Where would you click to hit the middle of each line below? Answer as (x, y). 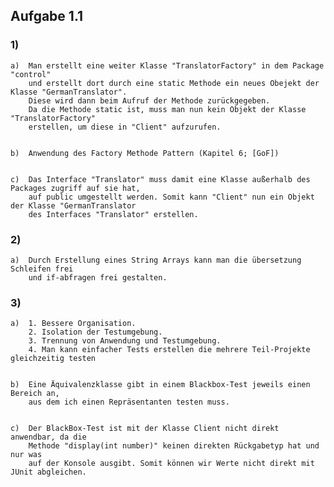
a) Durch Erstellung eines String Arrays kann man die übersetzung (156, 260)
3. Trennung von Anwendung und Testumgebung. (125, 341)
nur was (26, 455)
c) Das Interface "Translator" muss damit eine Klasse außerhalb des (160, 179)
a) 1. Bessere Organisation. (73, 324)
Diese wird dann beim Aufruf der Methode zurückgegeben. (149, 100)
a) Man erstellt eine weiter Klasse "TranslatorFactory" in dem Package (167, 65)
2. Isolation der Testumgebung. (95, 332)
